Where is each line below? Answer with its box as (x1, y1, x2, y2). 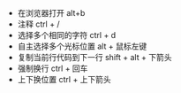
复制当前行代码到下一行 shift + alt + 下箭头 (17, 52, 172, 62)
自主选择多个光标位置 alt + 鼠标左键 (17, 41, 147, 51)
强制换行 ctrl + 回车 (17, 63, 88, 74)
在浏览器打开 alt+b (17, 8, 86, 18)
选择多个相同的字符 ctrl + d (17, 30, 117, 40)
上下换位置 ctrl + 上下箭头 (17, 74, 112, 84)
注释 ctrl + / (17, 19, 60, 29)
